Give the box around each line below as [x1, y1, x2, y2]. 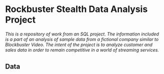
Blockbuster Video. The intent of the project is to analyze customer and [5, 41, 152, 47]
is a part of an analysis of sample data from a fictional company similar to [5, 36, 159, 42]
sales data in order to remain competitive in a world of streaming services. [5, 46, 159, 53]
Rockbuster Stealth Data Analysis [5, 3, 148, 15]
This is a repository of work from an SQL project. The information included [5, 31, 159, 37]
